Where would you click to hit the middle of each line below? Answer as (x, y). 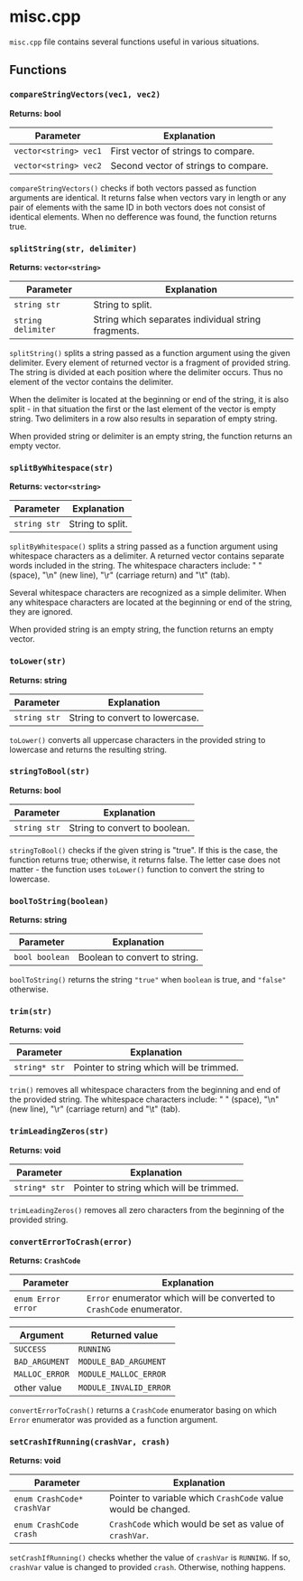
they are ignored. (41, 612)
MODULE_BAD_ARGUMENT (122, 1362)
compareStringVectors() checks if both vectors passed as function (133, 188)
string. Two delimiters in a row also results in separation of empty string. (143, 419)
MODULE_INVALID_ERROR (124, 1388)
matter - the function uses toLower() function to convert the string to (137, 869)
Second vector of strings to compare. (189, 165)
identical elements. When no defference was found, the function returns (143, 216)
